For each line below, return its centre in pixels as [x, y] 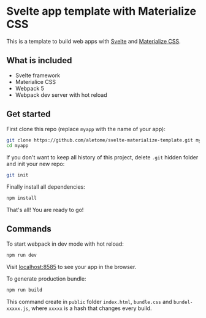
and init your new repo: [36, 164]
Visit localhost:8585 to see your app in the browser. [71, 267]
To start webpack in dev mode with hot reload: [65, 244]
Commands [29, 229]
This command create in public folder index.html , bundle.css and [90, 301]
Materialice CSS [36, 81]
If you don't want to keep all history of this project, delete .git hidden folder [102, 157]
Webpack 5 [30, 88]
